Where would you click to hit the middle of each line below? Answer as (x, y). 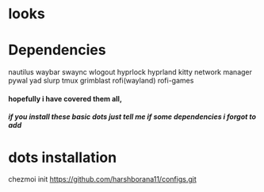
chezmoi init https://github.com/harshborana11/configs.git (102, 179)
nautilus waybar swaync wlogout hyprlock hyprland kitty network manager (130, 72)
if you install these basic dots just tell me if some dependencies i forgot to (132, 117)
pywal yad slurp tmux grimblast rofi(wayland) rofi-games (101, 81)
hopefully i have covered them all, (65, 98)
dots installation (63, 157)
